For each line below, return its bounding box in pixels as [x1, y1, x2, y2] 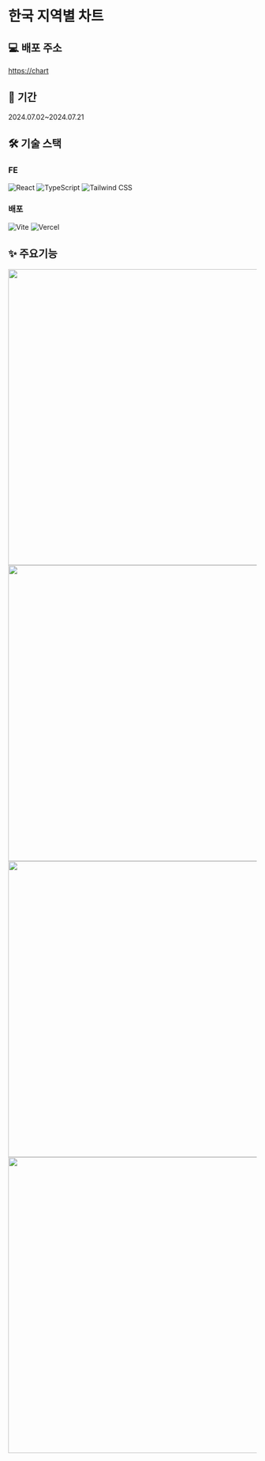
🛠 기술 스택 [8, 137, 62, 151]
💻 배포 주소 [8, 41, 62, 54]
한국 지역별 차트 [8, 7, 104, 25]
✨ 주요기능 [8, 247, 58, 260]
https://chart [8, 66, 49, 75]
